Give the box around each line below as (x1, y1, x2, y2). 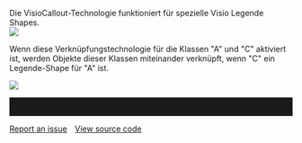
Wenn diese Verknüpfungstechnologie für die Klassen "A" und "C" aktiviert (9, 44, 287, 54)
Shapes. (9, 17, 40, 28)
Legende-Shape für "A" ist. (9, 63, 110, 73)
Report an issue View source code (9, 123, 142, 134)
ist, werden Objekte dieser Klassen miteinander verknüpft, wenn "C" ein (9, 53, 276, 64)
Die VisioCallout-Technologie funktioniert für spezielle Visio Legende (9, 8, 264, 18)
